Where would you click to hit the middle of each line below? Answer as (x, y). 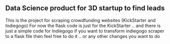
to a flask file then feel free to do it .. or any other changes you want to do (83, 36)
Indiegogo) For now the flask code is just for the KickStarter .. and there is (83, 25)
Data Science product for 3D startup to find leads (85, 8)
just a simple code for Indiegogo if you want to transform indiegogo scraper (85, 31)
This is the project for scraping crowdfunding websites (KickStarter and (80, 20)
